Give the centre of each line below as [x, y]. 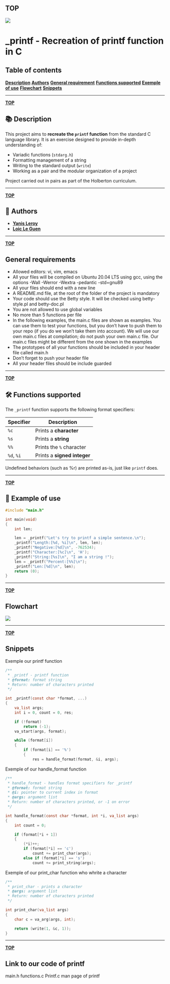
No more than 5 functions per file [47, 315]
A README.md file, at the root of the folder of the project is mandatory [86, 293]
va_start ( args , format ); [40, 731]
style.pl [20, 304]
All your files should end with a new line [54, 288]
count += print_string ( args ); [64, 863]
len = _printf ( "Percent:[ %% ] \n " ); [51, 562]
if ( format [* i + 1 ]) [36, 835]
